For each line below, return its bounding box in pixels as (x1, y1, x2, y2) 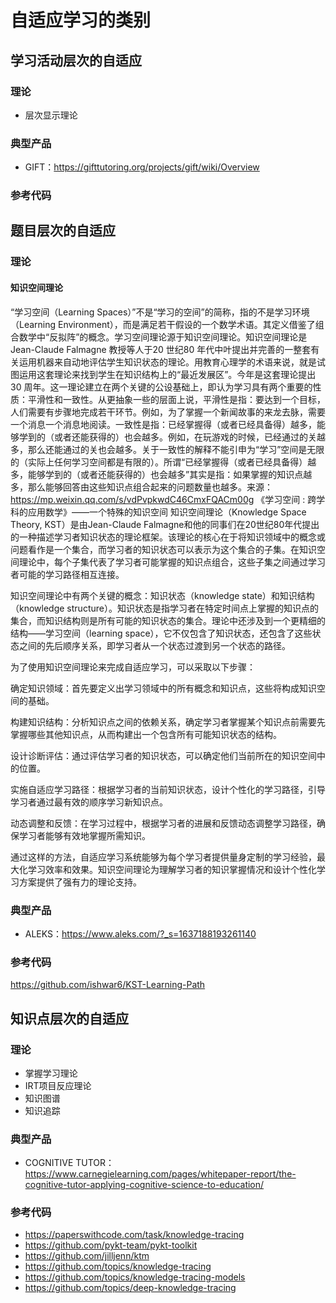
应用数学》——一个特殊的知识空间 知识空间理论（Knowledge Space (27, 506, 307, 518)
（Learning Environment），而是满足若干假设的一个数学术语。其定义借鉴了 (10, 318, 316, 330)
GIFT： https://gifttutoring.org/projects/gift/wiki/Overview (24, 161, 260, 173)
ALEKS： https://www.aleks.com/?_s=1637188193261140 (24, 927, 257, 940)
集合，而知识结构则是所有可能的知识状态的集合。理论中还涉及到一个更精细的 (10, 614, 326, 626)
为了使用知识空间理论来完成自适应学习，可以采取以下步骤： (10, 661, 256, 673)
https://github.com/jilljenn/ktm (24, 1250, 150, 1262)
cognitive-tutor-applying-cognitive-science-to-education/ (24, 1179, 265, 1191)
